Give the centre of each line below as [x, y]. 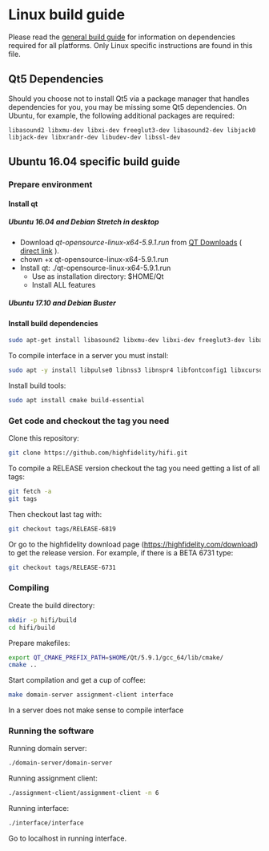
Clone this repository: [44, 438]
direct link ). [40, 251]
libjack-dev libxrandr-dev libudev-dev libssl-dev [94, 137]
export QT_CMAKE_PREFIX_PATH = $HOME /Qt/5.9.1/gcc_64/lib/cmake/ [116, 657]
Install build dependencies [53, 323]
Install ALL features [64, 284]
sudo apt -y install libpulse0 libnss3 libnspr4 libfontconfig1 [118, 370]
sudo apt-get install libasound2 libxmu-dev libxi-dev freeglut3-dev [127, 341]
